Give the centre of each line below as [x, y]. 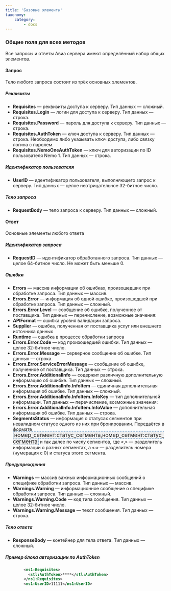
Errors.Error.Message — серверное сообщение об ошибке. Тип [82, 353]
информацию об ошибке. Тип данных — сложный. [67, 380]
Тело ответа [19, 527]
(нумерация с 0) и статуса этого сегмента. [59, 453]
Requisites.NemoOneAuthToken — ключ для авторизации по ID [82, 150]
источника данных [33, 331]
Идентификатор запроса [34, 245]
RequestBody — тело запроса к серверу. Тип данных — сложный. [85, 210]
